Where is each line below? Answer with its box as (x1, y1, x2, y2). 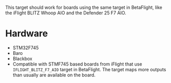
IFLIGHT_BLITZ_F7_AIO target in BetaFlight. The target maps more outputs (12, 66, 166, 72)
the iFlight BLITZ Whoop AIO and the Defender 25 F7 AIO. (5, 10, 127, 16)
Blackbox (12, 55, 33, 61)
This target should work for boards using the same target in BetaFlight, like (5, 5, 162, 10)
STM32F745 (12, 45, 39, 51)
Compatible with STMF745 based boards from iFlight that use (12, 61, 142, 67)
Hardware (5, 28, 48, 39)
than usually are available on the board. (12, 72, 96, 78)
